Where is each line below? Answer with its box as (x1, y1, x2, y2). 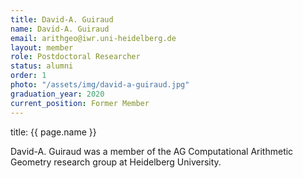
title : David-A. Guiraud (10, 14, 114, 25)
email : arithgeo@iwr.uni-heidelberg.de (10, 33, 177, 43)
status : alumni (10, 61, 74, 71)
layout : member (10, 42, 74, 53)
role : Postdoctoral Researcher (10, 52, 141, 62)
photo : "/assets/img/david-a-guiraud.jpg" (10, 80, 190, 90)
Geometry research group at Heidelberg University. (10, 156, 222, 168)
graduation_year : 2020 (10, 89, 105, 99)
